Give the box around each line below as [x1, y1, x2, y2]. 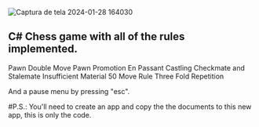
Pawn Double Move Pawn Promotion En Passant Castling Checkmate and [8, 63, 246, 72]
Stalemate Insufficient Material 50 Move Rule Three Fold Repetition [8, 71, 224, 81]
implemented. [8, 42, 78, 56]
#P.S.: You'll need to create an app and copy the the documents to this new [8, 102, 252, 111]
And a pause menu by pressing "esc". [8, 86, 130, 96]
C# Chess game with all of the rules [8, 30, 185, 43]
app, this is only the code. [8, 110, 92, 119]
